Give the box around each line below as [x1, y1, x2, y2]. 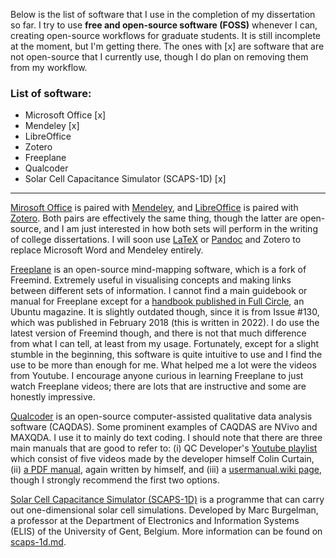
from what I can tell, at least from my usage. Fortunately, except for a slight [10, 338, 320, 350]
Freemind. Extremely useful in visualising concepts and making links [10, 274, 292, 286]
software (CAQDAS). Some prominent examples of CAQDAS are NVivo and [10, 421, 318, 433]
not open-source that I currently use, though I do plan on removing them [10, 51, 309, 63]
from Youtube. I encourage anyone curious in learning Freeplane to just [10, 370, 304, 382]
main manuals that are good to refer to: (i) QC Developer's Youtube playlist [10, 442, 318, 454]
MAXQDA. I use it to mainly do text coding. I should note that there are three [10, 432, 323, 444]
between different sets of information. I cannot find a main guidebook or [10, 285, 308, 297]
